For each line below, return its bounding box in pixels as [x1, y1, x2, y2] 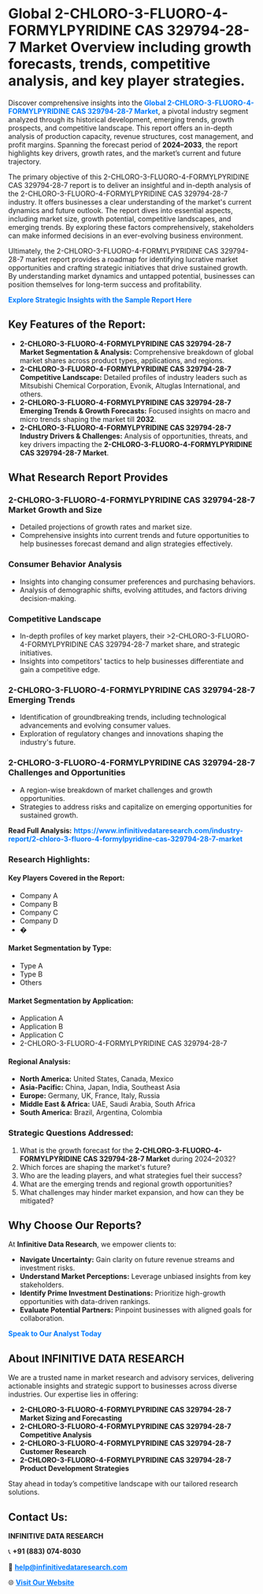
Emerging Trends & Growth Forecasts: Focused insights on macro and [19, 406, 250, 415]
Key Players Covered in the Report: [8, 874, 125, 883]
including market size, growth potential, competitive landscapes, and [8, 214, 232, 224]
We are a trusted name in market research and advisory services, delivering [8, 1373, 254, 1382]
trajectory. [8, 156, 42, 166]
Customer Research [19, 1447, 87, 1457]
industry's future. [19, 738, 76, 747]
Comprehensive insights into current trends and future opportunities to [19, 531, 250, 540]
